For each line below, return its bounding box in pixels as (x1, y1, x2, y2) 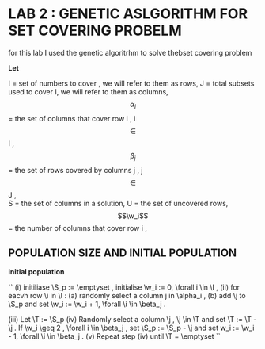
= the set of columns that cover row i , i (8, 113, 136, 123)
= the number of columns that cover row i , (8, 223, 148, 232)
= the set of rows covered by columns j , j (8, 165, 144, 174)
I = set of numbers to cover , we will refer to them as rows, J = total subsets (8, 79, 255, 88)
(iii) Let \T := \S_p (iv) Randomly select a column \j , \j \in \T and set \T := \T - (8, 315, 257, 324)
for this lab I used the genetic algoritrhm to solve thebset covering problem (8, 48, 252, 57)
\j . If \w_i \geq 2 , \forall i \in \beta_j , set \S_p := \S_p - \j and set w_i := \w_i (8, 323, 255, 333)
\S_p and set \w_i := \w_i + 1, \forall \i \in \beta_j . (8, 299, 166, 309)
